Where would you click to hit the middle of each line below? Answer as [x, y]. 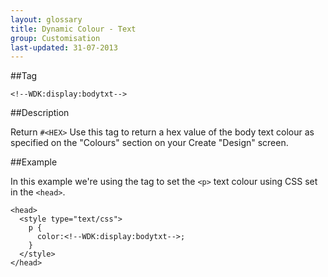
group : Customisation [55, 38]
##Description [40, 113]
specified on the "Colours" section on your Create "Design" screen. [149, 143]
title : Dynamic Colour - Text [73, 29]
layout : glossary [46, 19]
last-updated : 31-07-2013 [64, 47]
